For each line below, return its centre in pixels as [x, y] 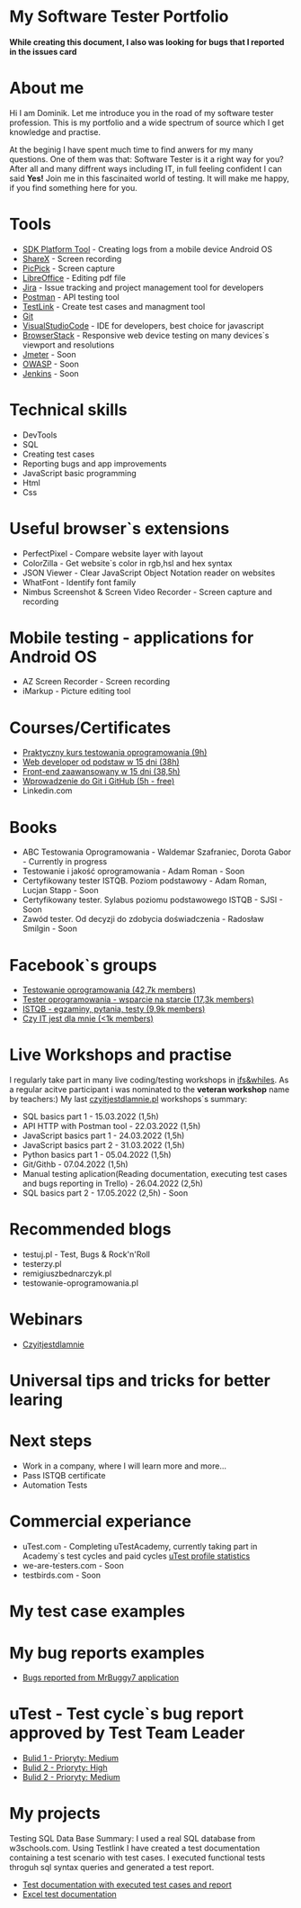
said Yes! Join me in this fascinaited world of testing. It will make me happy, [150, 178]
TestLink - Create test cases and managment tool [114, 306]
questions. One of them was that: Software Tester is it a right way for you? [147, 158]
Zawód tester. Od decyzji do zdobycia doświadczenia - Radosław [143, 919]
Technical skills [68, 409]
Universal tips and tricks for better [140, 1381]
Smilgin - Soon [50, 928]
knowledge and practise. [55, 131]
